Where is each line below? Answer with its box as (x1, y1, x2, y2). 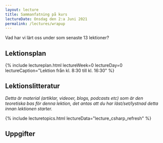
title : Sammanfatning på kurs (5, 12, 68, 17)
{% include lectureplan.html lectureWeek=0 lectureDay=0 (5, 63, 123, 69)
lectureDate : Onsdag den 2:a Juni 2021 (5, 16, 88, 21)
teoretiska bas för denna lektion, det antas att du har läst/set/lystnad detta (5, 100, 159, 106)
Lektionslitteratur (5, 82, 60, 90)
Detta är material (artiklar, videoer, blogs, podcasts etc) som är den (5, 95, 144, 101)
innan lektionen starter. (5, 105, 53, 112)
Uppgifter (5, 130, 36, 138)
